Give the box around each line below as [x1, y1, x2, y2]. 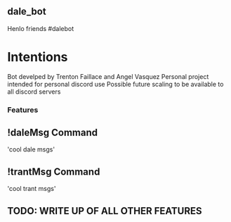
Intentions [7, 49, 68, 65]
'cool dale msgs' [7, 145, 55, 154]
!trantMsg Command [7, 166, 100, 178]
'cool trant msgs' [7, 185, 56, 193]
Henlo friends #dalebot [7, 24, 74, 32]
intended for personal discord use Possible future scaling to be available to [7, 80, 224, 88]
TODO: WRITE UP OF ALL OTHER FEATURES [7, 204, 202, 217]
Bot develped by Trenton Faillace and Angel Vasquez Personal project [7, 72, 209, 80]
